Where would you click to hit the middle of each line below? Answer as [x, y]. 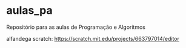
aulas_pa [29, 10]
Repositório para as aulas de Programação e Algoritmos [76, 27]
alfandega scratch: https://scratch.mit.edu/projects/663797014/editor [93, 38]
